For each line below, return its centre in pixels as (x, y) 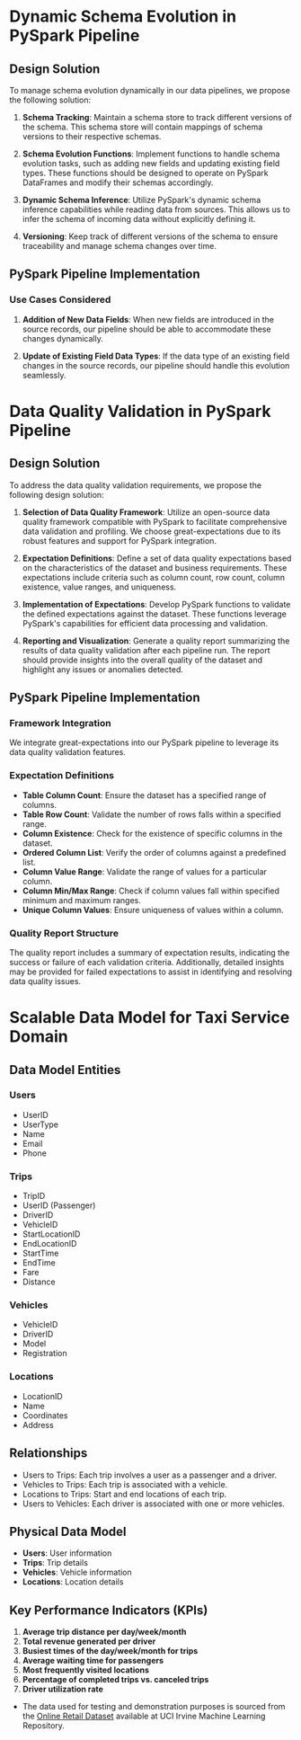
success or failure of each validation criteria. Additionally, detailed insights (147, 962)
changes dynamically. (62, 338)
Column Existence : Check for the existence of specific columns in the (152, 833)
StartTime (40, 1253)
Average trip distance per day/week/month (104, 1632)
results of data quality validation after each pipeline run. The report (146, 650)
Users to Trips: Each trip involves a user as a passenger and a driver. (150, 1475)
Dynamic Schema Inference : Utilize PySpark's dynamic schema (142, 200)
